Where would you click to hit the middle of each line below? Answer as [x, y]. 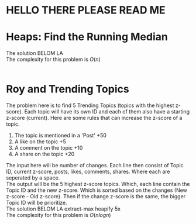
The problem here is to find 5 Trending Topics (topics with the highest [90, 105]
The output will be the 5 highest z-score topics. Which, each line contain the [98, 184]
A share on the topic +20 [44, 154]
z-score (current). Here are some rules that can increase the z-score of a [94, 118]
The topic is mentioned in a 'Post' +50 [61, 136]
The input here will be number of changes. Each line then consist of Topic [95, 166]
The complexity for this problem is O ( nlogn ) [59, 215]
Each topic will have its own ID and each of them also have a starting [107, 112]
